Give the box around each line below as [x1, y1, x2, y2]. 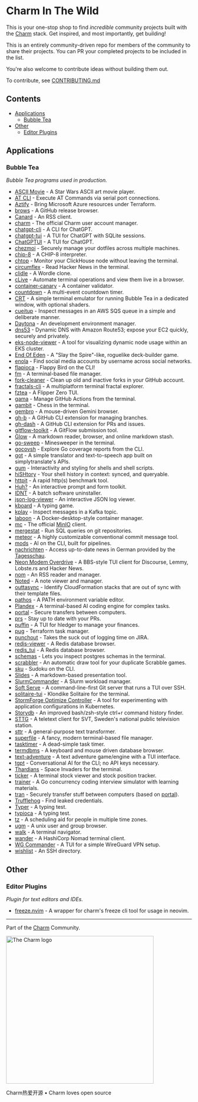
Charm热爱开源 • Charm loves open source [6, 1089, 112, 1097]
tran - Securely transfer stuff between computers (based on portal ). [14, 791, 180, 798]
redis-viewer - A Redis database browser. [14, 640, 116, 648]
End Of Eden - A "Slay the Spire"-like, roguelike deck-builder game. [14, 352, 179, 359]
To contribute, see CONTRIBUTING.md [6, 77, 100, 84]
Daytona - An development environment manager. [14, 320, 137, 327]
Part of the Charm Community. [6, 924, 81, 931]
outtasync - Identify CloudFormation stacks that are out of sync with [14, 584, 181, 591]
